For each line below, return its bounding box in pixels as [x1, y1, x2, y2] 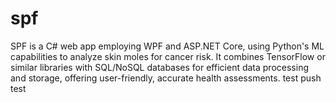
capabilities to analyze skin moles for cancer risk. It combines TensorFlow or [10, 50, 326, 62]
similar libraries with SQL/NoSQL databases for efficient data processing [10, 61, 309, 73]
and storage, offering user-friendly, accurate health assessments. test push [10, 72, 322, 84]
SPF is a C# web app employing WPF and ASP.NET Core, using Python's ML [10, 40, 325, 52]
